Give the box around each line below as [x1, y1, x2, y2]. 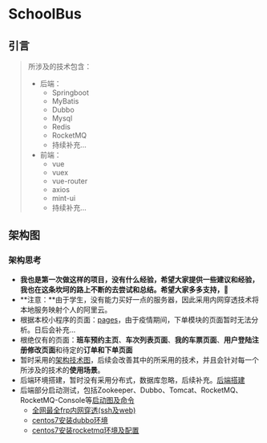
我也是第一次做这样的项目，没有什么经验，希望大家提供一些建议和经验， [19, 274, 259, 284]
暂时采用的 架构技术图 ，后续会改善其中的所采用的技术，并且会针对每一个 [19, 355, 259, 364]
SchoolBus [8, 5, 82, 23]
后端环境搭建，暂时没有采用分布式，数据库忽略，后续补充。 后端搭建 [19, 375, 245, 384]
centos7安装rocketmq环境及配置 [31, 425, 140, 435]
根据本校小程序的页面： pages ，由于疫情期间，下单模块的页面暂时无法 [19, 314, 252, 324]
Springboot [51, 88, 90, 97]
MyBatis [51, 96, 79, 105]
